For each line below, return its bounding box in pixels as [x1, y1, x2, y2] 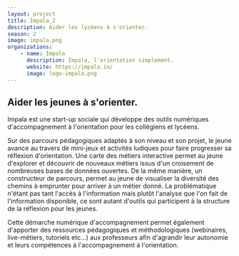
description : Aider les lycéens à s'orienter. [7, 23, 148, 31]
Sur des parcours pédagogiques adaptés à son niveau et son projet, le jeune [7, 137, 232, 145]
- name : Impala [20, 50, 66, 58]
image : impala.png [7, 37, 62, 44]
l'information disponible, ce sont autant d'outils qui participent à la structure [7, 197, 230, 206]
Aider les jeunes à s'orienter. [7, 96, 138, 108]
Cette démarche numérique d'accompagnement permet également [7, 218, 205, 227]
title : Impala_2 [7, 17, 56, 24]
